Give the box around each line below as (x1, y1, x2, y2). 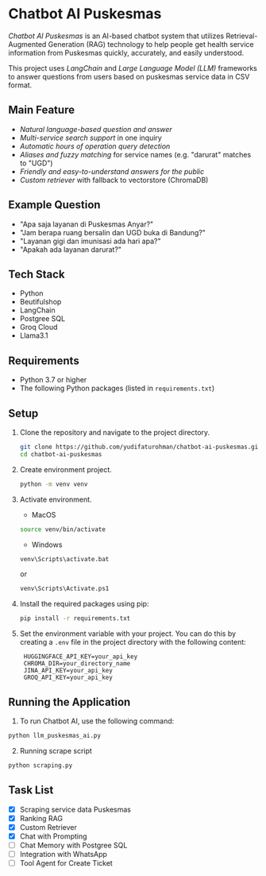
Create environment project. (19, 464, 113, 474)
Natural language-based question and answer (19, 124, 172, 134)
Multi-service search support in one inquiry (19, 133, 163, 142)
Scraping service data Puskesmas (19, 804, 131, 814)
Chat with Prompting (19, 831, 87, 841)
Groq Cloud (19, 323, 58, 332)
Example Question (8, 198, 101, 211)
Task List (8, 784, 54, 797)
